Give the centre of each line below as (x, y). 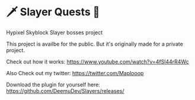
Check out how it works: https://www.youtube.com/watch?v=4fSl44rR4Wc (97, 62)
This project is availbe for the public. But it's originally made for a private (95, 44)
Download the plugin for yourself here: (53, 85)
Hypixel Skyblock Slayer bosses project (55, 32)
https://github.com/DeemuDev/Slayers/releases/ (65, 91)
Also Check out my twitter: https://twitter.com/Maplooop (75, 73)
